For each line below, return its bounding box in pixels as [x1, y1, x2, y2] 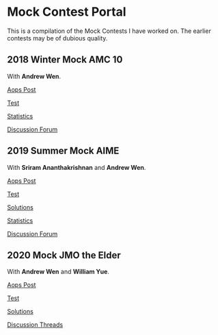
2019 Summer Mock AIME [7, 145, 120, 157]
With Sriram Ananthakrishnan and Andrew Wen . [7, 163, 146, 171]
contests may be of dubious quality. [7, 34, 108, 42]
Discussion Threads [7, 321, 64, 329]
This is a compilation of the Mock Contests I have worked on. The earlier [7, 27, 212, 35]
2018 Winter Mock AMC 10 [7, 54, 123, 66]
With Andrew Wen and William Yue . [7, 268, 109, 276]
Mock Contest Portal [7, 4, 126, 20]
